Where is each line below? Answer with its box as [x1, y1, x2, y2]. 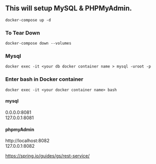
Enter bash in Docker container [5, 76, 84, 83]
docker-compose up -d [5, 17, 51, 22]
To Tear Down [5, 29, 40, 36]
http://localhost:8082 [5, 138, 50, 144]
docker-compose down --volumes [5, 41, 72, 46]
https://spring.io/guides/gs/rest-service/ [5, 153, 90, 159]
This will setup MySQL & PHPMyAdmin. [5, 4, 132, 13]
